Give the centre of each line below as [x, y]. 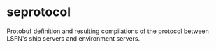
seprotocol [39, 12]
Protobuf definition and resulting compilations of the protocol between [108, 31]
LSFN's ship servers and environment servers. [73, 38]
